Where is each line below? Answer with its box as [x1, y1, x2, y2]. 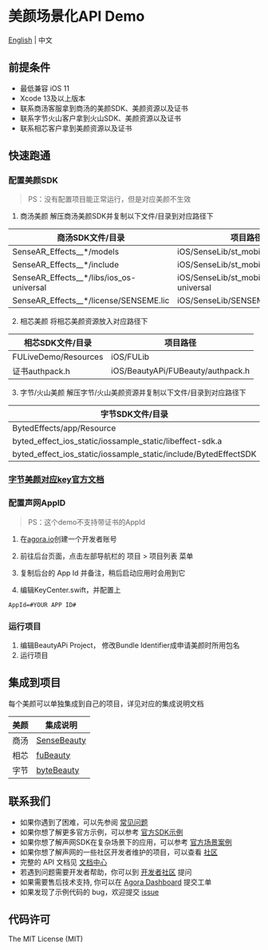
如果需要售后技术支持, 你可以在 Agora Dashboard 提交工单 [19, 877, 212, 886]
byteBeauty [36, 764, 80, 775]
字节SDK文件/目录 [100, 408, 169, 420]
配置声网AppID [8, 498, 66, 509]
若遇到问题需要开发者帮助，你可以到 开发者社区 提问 [19, 867, 192, 877]
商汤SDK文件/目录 [57, 232, 125, 243]
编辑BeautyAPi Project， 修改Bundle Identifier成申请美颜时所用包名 [19, 640, 241, 650]
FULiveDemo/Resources [12, 352, 104, 363]
